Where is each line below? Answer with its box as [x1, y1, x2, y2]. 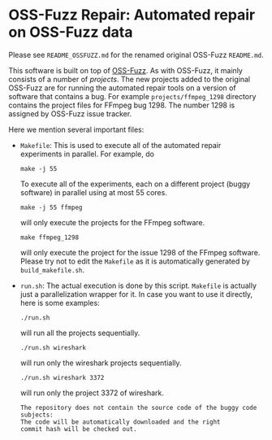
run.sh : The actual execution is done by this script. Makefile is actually [19, 281, 257, 290]
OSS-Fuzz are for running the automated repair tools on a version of [8, 83, 237, 93]
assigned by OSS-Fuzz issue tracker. [8, 108, 132, 119]
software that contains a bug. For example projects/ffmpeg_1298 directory [8, 91, 257, 101]
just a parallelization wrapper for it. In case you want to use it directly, [19, 289, 253, 298]
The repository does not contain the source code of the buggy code [19, 403, 257, 412]
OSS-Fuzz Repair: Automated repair [8, 6, 256, 24]
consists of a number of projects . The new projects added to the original [8, 74, 250, 84]
